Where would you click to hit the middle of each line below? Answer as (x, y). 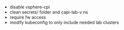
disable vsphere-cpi (30, 7)
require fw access (28, 17)
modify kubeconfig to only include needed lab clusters (64, 22)
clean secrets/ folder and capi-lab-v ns (49, 12)
